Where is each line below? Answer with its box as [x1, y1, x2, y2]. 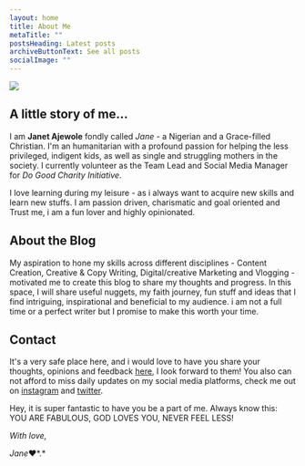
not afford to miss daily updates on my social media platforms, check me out [9, 376, 296, 387]
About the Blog [9, 233, 97, 249]
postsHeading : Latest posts [9, 38, 117, 48]
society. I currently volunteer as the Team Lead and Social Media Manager [9, 160, 289, 171]
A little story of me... [9, 107, 128, 122]
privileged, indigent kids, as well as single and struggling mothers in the [9, 150, 279, 161]
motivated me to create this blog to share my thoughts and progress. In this [9, 276, 292, 287]
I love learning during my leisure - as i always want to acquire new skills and [9, 187, 294, 198]
